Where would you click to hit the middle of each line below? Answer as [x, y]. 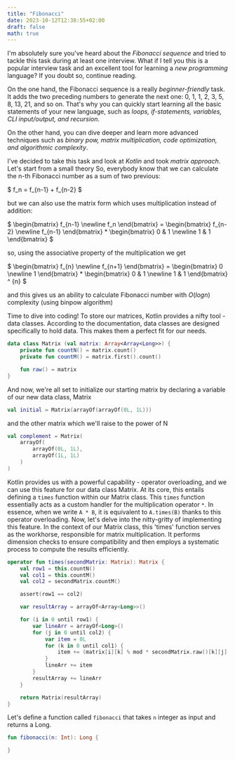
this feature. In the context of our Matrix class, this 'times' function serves [114, 526]
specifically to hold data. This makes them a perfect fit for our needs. [107, 331]
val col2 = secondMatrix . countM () [70, 582]
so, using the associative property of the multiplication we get [96, 253]
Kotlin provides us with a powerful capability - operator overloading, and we [117, 482]
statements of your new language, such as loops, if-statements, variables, [115, 112]
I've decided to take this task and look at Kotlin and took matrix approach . [114, 161]
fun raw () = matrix [48, 369]
